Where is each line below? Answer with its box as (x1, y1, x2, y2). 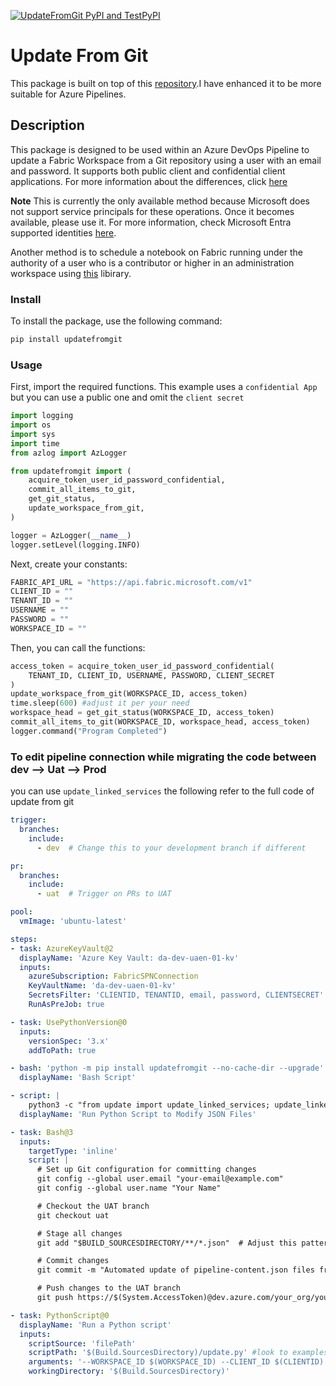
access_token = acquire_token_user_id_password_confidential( (10, 661, 275, 671)
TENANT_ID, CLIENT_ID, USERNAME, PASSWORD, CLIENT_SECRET (28, 670, 275, 680)
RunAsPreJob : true (28, 1000, 105, 1010)
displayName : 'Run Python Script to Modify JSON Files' (19, 1109, 257, 1119)
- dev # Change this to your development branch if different (36, 843, 307, 853)
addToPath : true (28, 1045, 97, 1055)
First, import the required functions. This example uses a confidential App (10, 381, 318, 393)
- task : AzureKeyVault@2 (10, 943, 114, 954)
